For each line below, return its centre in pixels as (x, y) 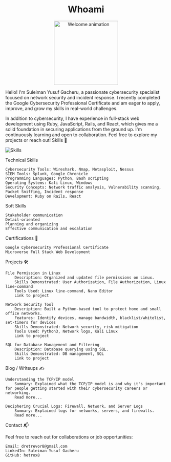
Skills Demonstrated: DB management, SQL (59, 354)
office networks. (24, 313)
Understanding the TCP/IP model (40, 379)
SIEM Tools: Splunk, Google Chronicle (47, 174)
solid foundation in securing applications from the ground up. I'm (74, 129)
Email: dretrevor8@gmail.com (36, 446)
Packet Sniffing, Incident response (44, 192)
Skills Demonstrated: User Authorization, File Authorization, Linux (90, 282)
